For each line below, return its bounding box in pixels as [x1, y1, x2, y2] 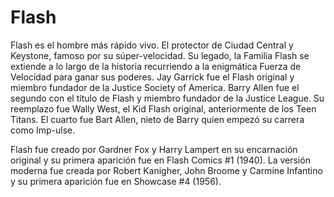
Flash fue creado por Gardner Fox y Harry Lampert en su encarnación [10, 143, 298, 155]
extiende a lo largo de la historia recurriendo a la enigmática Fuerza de [10, 60, 302, 72]
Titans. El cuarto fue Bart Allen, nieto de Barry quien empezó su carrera [10, 113, 305, 125]
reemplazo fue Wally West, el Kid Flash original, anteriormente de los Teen [10, 102, 317, 115]
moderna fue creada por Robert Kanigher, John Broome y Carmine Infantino [10, 164, 323, 176]
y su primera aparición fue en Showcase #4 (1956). [10, 175, 222, 187]
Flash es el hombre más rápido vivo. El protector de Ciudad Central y [10, 39, 294, 51]
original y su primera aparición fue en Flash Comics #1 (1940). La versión [10, 154, 311, 166]
